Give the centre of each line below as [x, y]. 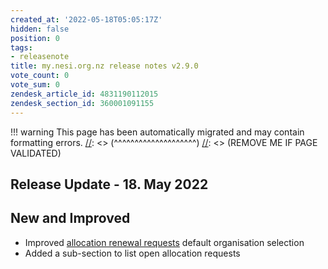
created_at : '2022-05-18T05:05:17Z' [86, 19]
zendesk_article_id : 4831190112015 [84, 94]
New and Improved [70, 218]
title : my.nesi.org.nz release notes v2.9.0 [104, 66]
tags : [21, 47]
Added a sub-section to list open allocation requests [132, 253]
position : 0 [35, 38]
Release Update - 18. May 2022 [109, 184]
